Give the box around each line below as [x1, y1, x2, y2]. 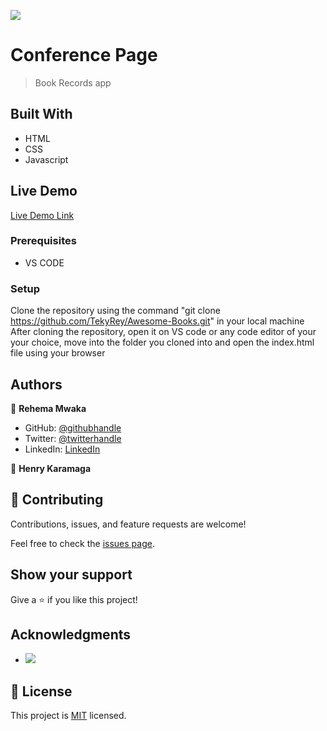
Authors [10, 376, 63, 393]
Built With [10, 106, 73, 123]
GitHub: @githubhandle [24, 421, 122, 434]
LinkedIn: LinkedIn [24, 443, 101, 455]
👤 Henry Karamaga [10, 462, 92, 474]
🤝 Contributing [10, 491, 104, 509]
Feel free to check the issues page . [10, 537, 155, 549]
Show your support [10, 566, 133, 584]
